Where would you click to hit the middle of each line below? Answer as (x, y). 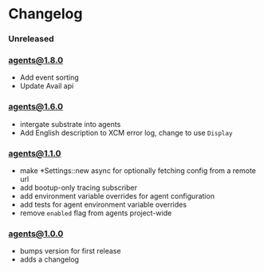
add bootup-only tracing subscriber (79, 187)
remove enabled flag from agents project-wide (96, 213)
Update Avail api (47, 86)
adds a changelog (49, 259)
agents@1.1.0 (35, 153)
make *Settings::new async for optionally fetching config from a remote (138, 171)
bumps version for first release (70, 251)
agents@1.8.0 (36, 61)
